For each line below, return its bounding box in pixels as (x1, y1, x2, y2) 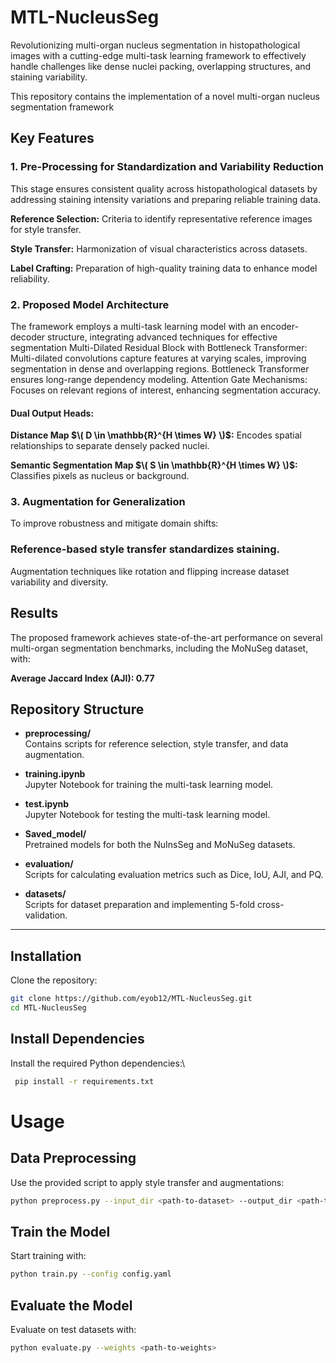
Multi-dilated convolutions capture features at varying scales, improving (10, 352, 307, 364)
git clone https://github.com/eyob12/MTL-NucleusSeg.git (10, 994, 253, 1004)
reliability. (10, 272, 50, 285)
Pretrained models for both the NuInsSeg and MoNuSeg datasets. (24, 839, 296, 851)
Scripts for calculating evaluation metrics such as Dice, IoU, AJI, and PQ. (24, 869, 324, 881)
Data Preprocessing (10, 1150, 137, 1167)
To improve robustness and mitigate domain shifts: (10, 517, 219, 530)
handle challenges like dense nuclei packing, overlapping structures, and (10, 60, 312, 72)
